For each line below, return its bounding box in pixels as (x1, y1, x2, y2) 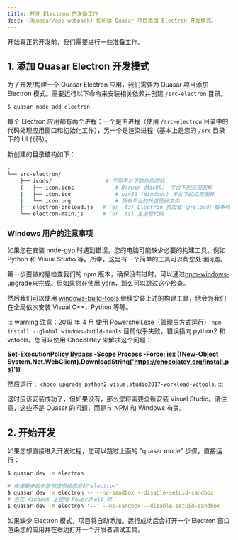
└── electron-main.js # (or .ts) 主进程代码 (20, 210, 164, 217)
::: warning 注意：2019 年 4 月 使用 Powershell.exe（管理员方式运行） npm (7, 318, 222, 327)
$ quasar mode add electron (7, 104, 91, 111)
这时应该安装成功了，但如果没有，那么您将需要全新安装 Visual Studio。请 (7, 395, 222, 404)
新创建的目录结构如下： (7, 150, 76, 158)
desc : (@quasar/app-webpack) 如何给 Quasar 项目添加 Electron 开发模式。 (7, 17, 217, 24)
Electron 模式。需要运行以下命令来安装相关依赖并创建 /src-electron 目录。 (7, 90, 227, 98)
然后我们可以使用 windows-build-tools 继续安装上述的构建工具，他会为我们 (7, 294, 227, 303)
